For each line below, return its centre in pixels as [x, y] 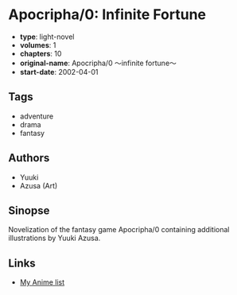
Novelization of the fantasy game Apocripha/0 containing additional [119, 230]
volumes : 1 [38, 45]
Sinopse [29, 210]
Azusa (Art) [39, 185]
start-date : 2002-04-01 [59, 72]
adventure [37, 116]
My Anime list [42, 282]
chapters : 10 [41, 53]
